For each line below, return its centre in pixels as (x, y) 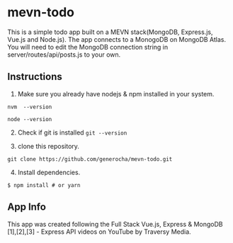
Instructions (35, 77)
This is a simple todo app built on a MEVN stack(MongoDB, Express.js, (110, 32)
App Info (27, 207)
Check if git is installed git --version (72, 132)
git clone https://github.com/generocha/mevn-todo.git (90, 159)
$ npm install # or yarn (44, 185)
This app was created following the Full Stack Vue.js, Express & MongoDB (115, 224)
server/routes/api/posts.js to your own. (64, 55)
